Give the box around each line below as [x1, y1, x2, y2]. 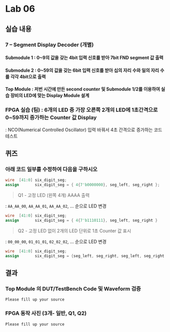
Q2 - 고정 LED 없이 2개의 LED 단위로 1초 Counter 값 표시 [17, 227, 131, 234]
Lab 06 [5, 3, 36, 15]
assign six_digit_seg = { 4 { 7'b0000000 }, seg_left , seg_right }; [5, 183, 160, 188]
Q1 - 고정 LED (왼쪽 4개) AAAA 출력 [17, 192, 90, 198]
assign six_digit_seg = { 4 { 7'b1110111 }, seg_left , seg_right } [5, 218, 158, 223]
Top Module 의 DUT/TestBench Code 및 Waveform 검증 [5, 285, 141, 292]
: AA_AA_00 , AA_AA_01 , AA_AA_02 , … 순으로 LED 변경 [5, 203, 107, 209]
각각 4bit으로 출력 [10, 73, 46, 79]
